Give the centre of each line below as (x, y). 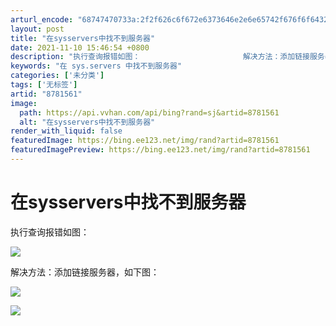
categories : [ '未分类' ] (57, 76)
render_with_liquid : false (66, 131)
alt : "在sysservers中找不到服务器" (87, 122)
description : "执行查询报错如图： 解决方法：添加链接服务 (167, 57)
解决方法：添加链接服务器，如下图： (85, 272)
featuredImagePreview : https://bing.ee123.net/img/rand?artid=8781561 (160, 150)
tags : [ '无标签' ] (44, 85)
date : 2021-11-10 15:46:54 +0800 (80, 47)
